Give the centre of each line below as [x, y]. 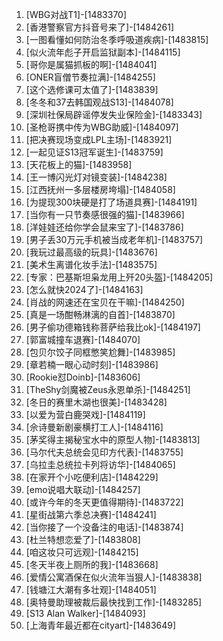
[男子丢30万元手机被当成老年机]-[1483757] [114, 239]
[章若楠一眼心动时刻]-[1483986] [92, 364]
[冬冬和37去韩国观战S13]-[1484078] [99, 102]
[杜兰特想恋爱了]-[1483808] [83, 539]
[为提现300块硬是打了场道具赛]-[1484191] [111, 202]
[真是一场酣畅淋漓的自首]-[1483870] [100, 314]
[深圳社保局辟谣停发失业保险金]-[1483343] [114, 114]
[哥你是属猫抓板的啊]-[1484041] [91, 64]
